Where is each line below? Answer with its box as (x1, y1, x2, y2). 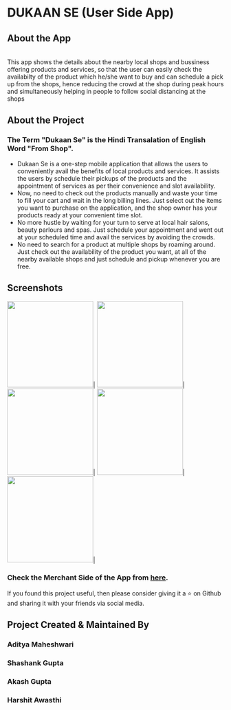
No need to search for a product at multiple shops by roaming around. (16, 240, 215, 248)
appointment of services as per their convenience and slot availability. (16, 181, 216, 190)
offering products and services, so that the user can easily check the (7, 66, 203, 73)
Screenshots (7, 282, 63, 294)
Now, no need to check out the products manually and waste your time (16, 188, 218, 197)
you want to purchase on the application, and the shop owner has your (16, 204, 218, 212)
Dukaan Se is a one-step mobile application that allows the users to (16, 159, 208, 168)
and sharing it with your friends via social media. (7, 599, 144, 607)
